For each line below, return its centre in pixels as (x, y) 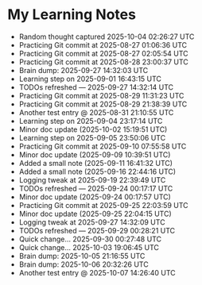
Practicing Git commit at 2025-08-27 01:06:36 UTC (103, 44)
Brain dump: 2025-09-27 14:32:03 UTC (84, 70)
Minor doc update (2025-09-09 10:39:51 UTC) (95, 154)
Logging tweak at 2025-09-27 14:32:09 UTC (92, 222)
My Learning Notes (72, 15)
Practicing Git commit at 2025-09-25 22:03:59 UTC (103, 205)
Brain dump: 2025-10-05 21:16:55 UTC (82, 256)
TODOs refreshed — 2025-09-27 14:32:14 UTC (96, 87)
